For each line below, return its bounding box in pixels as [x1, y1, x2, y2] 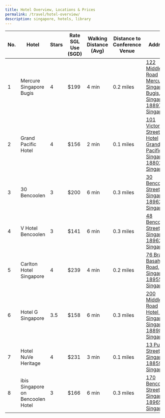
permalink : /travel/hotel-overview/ [5, 12, 80, 17]
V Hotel [20, 225, 38, 232]
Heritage [20, 360, 41, 367]
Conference [112, 41, 141, 48]
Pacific [20, 141, 37, 148]
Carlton [20, 261, 38, 267]
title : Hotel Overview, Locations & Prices [5, 7, 96, 12]
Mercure [20, 77, 40, 84]
